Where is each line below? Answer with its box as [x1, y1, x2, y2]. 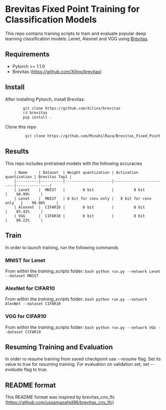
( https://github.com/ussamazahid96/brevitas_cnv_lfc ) [5, 400, 114, 406]
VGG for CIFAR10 [5, 313, 47, 320]
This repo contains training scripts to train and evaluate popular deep [5, 30, 146, 36]
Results [5, 147, 29, 156]
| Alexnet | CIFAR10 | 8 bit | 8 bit [14, 205, 145, 209]
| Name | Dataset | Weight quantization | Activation [14, 170, 139, 175]
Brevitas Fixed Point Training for [5, 3, 140, 15]
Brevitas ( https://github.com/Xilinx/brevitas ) [12, 68, 102, 74]
